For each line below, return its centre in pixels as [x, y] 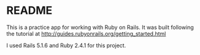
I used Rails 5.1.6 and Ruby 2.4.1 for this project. [66, 45]
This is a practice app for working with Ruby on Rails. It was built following [100, 27]
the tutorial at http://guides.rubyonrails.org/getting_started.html [86, 33]
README [29, 11]
